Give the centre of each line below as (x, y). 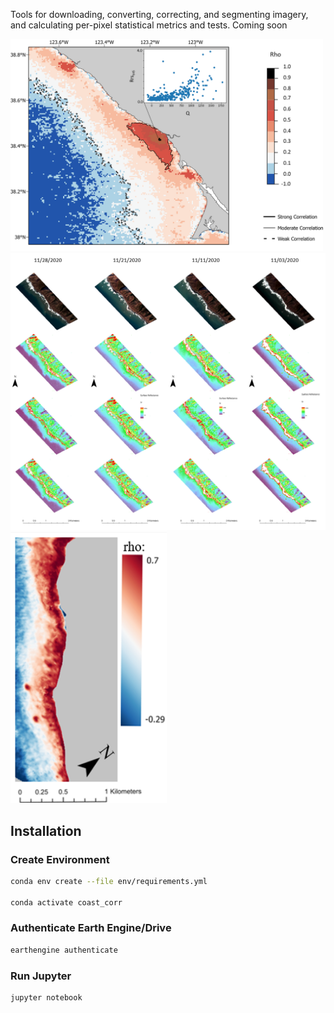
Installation (46, 830)
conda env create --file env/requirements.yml (109, 881)
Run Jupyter (41, 976)
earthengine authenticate (64, 950)
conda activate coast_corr (66, 902)
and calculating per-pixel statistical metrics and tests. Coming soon (149, 25)
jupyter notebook (46, 997)
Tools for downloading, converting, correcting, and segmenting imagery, (159, 14)
